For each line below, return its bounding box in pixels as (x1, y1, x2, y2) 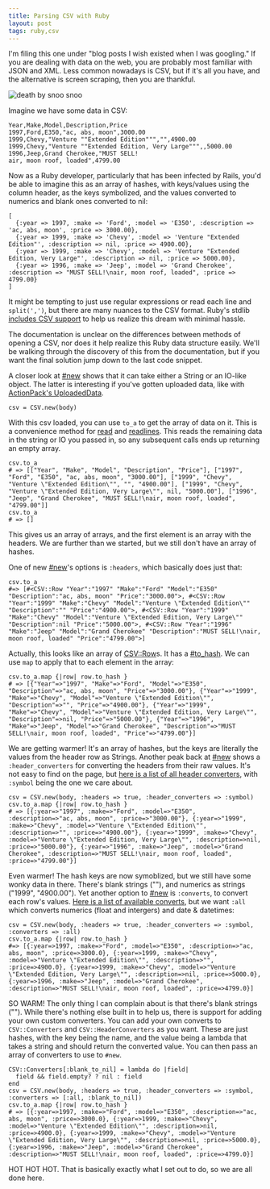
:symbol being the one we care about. (8, 778, 133, 787)
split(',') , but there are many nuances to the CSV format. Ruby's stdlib (8, 306, 250, 315)
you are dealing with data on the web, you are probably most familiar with (8, 57, 252, 67)
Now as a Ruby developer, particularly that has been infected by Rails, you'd (8, 171, 262, 181)
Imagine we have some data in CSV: (8, 106, 127, 115)
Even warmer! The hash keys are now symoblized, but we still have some (8, 871, 251, 881)
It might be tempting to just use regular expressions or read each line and (8, 297, 252, 307)
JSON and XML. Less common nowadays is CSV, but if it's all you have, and (8, 66, 260, 76)
